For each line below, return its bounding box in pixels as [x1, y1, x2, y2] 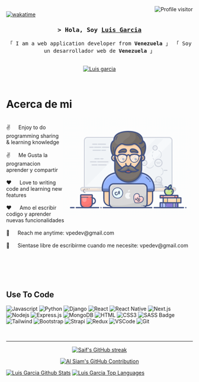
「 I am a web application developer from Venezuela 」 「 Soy [7, 40, 192, 47]
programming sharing [6, 133, 59, 140]
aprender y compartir [6, 166, 58, 174]
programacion [6, 160, 40, 168]
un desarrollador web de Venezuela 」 [43, 47, 156, 54]
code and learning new [6, 185, 62, 192]
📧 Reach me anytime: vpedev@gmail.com [6, 229, 114, 236]
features [6, 192, 27, 199]
